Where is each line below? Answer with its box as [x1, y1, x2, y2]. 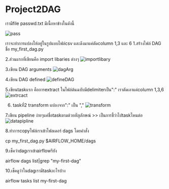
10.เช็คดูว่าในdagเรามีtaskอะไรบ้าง [5, 167, 66, 173]
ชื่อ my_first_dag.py [5, 46, 44, 52]
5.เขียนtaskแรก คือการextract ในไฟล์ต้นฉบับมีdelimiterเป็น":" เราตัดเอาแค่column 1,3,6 [5, 86, 164, 92]
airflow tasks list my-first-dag [5, 177, 67, 183]
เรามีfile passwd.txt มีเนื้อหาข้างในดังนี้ [5, 20, 75, 26]
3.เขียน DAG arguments [5, 66, 52, 72]
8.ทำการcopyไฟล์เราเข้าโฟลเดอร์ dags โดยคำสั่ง [5, 128, 89, 134]
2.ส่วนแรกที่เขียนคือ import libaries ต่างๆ [5, 56, 79, 62]
